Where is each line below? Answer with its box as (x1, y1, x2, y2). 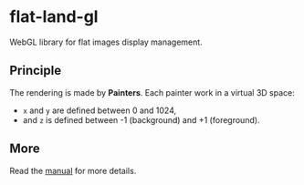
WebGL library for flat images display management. (9, 36, 203, 47)
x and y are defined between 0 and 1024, (22, 105, 177, 116)
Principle (9, 63, 62, 78)
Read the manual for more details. (9, 165, 137, 176)
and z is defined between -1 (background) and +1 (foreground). (22, 114, 260, 125)
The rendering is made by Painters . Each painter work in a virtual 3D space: (9, 87, 295, 98)
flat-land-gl (9, 6, 99, 27)
